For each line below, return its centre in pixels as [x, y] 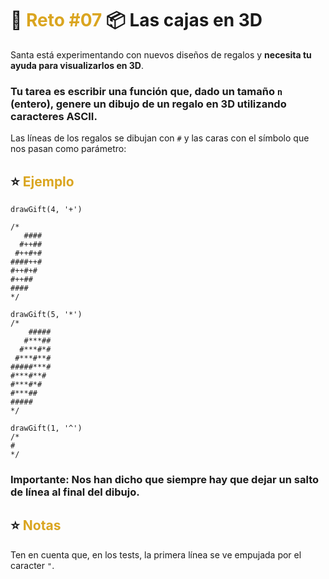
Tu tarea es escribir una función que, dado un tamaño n [146, 91]
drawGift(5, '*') [46, 315]
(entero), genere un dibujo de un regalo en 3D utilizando [148, 104]
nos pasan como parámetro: [68, 149]
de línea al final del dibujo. [75, 492]
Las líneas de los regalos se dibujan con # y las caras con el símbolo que [160, 138]
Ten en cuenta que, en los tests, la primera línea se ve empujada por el [156, 554]
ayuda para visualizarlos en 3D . [77, 65]
